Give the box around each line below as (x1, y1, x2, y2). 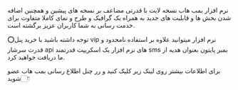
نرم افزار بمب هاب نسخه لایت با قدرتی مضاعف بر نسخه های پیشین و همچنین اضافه (7, 6, 229, 14)
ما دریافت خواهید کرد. (7, 53, 66, 61)
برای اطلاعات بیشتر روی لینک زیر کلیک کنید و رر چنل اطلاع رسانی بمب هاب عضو (7, 67, 221, 75)
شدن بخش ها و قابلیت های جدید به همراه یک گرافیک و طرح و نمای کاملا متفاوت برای (7, 13, 232, 22)
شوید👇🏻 (7, 74, 31, 82)
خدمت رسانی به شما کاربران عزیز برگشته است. (7, 21, 135, 29)
